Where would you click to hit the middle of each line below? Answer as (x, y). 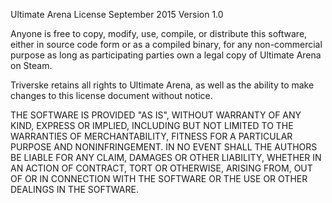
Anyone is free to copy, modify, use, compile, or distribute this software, (159, 33)
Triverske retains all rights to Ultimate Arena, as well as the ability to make (162, 85)
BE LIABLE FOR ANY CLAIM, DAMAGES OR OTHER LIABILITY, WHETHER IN (166, 157)
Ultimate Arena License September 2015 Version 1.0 (117, 14)
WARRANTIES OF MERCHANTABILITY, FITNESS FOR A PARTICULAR (151, 136)
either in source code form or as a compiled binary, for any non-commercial (166, 44)
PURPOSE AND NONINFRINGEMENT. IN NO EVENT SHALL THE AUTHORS (164, 147)
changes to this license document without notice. (111, 95)
